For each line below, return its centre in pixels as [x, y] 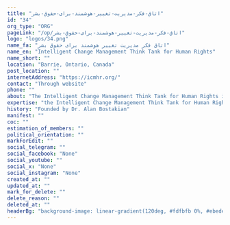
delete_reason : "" [33, 199]
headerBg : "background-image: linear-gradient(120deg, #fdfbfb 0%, [105, 211]
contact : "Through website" [47, 84]
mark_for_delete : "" [37, 192]
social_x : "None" [32, 166]
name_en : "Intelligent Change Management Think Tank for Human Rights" [111, 52]
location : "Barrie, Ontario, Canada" [61, 64]
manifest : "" [26, 115]
